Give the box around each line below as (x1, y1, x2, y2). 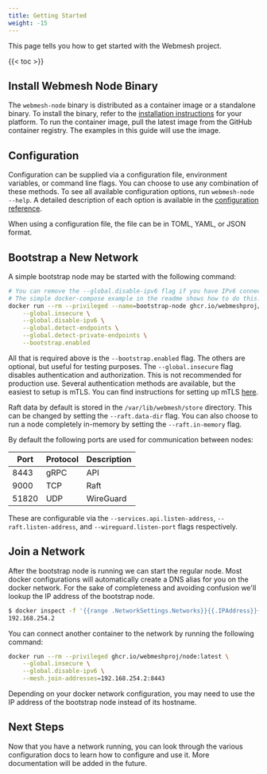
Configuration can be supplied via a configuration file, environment (8, 170, 228, 180)
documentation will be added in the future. (8, 758, 148, 768)
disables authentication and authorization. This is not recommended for (8, 370, 242, 379)
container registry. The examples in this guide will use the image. (8, 126, 221, 135)
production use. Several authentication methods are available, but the (8, 379, 236, 388)
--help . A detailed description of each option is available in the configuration (8, 196, 259, 205)
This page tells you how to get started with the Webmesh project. (8, 41, 222, 50)
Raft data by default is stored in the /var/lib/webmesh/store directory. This (8, 403, 253, 412)
